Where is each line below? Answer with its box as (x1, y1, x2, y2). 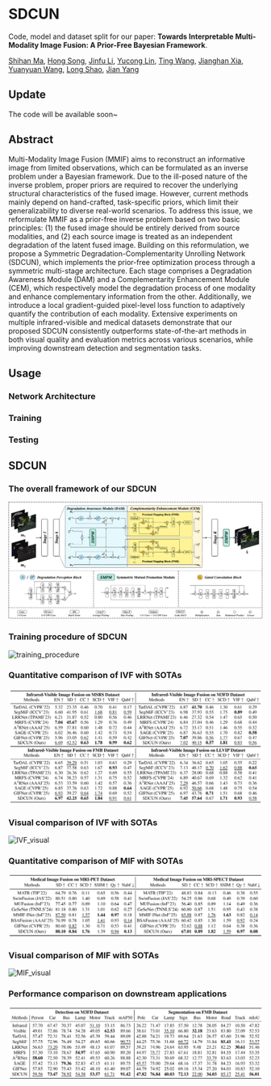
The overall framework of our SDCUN (8, 483, 157, 495)
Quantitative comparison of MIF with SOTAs (8, 855, 184, 866)
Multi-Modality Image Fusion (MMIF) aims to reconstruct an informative (8, 154, 246, 164)
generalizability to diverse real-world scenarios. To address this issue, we (8, 205, 253, 215)
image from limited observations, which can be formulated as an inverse (8, 162, 248, 172)
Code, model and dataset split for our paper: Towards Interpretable (8, 32, 234, 41)
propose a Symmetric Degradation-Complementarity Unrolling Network (8, 248, 246, 259)
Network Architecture (8, 390, 96, 402)
